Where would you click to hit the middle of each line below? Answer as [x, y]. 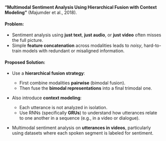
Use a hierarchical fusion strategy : [48, 73]
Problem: [14, 24]
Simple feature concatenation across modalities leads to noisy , [77, 46]
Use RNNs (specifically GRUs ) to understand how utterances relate [88, 113]
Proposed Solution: [25, 62]
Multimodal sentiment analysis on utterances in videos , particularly [81, 128]
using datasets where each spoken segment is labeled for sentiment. [83, 133]
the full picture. [27, 40]
